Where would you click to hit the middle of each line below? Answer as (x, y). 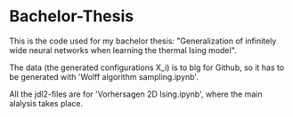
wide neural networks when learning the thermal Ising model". (123, 50)
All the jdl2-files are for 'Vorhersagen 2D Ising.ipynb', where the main (136, 94)
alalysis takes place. (46, 103)
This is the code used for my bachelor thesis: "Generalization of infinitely (143, 41)
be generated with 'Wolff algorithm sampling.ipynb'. (104, 76)
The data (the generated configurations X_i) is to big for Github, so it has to (147, 67)
